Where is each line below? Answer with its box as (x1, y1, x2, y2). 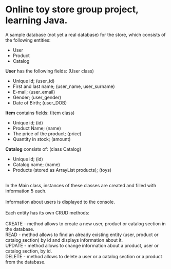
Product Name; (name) (12, 125, 62, 131)
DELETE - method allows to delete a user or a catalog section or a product (5, 253, 162, 259)
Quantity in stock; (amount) (12, 136, 71, 142)
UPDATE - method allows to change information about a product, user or (5, 242, 159, 248)
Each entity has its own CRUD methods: (5, 209, 90, 216)
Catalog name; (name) (12, 161, 61, 168)
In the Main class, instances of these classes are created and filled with (5, 182, 157, 188)
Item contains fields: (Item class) (5, 110, 75, 116)
